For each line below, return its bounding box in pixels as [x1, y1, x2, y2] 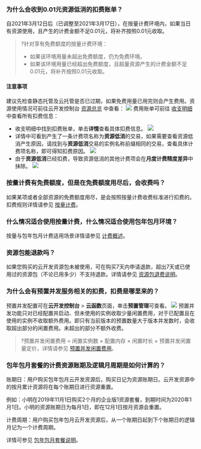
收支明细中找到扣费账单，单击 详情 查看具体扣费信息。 [14, 125, 147, 132]
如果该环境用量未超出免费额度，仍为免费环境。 [29, 53, 145, 60]
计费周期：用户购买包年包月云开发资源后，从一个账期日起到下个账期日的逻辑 [6, 416, 195, 423]
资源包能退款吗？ [6, 248, 56, 257]
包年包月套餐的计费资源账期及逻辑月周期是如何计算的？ [6, 361, 166, 369]
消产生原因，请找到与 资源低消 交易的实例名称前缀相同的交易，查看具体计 [14, 139, 193, 147]
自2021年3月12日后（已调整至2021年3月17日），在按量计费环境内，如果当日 [6, 20, 191, 28]
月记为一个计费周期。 [6, 423, 59, 430]
